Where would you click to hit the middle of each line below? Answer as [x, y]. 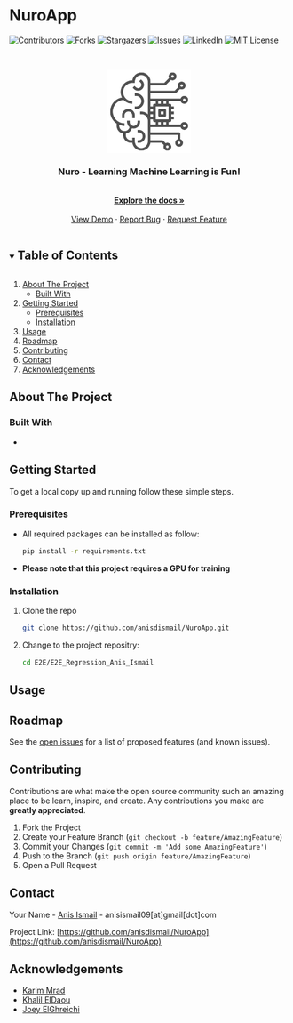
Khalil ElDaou [46, 1000]
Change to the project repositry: [80, 645]
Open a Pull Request [59, 865]
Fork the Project [51, 827]
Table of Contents [67, 255]
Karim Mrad [44, 991]
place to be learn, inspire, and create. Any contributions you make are [137, 801]
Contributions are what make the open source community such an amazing [146, 791]
